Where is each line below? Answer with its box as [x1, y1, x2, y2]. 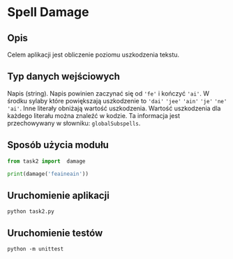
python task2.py [7, 208, 54, 215]
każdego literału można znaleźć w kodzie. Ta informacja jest [7, 111, 180, 119]
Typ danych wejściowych [7, 71, 121, 82]
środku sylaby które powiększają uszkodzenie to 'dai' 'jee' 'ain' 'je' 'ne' [7, 96, 227, 105]
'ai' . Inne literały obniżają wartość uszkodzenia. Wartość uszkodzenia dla [7, 104, 221, 112]
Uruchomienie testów [7, 227, 103, 239]
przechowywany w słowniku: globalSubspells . [7, 119, 141, 127]
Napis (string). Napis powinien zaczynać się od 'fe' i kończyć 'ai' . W [7, 89, 210, 98]
